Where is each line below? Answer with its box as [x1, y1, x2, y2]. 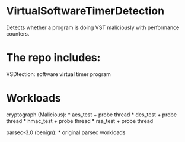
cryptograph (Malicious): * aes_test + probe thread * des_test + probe [6, 111, 177, 118]
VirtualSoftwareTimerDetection [6, 4, 165, 18]
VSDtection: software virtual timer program [6, 70, 111, 78]
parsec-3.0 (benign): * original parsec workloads [6, 129, 126, 136]
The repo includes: [6, 51, 101, 65]
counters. [6, 30, 30, 37]
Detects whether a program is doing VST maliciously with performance [6, 24, 180, 31]
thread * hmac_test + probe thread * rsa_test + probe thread [6, 117, 154, 124]
